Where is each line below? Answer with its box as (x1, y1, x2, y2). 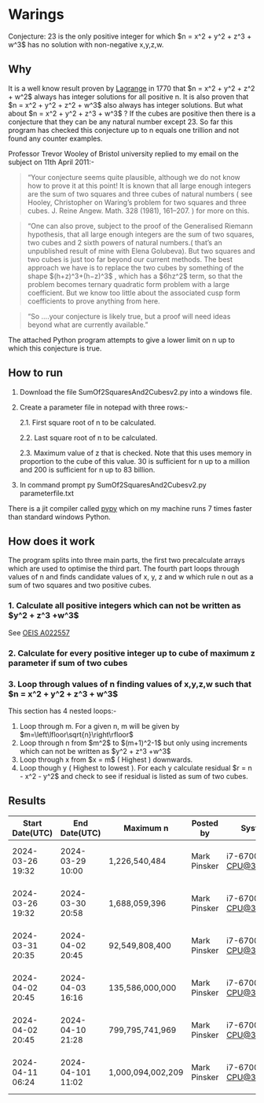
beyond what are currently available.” (27, 320, 148, 329)
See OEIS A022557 (8, 627, 71, 638)
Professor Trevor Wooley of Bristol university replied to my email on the (8, 149, 239, 158)
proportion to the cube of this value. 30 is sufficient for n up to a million (19, 456, 250, 465)
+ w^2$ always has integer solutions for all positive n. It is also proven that (8, 92, 249, 101)
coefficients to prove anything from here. (27, 296, 160, 306)
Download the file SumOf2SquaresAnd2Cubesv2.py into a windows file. (19, 387, 253, 396)
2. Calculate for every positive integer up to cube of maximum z (8, 647, 255, 658)
